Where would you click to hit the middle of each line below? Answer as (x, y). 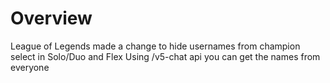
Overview (51, 18)
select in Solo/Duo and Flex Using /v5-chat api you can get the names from (165, 56)
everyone (30, 67)
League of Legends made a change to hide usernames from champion (155, 46)
